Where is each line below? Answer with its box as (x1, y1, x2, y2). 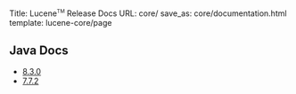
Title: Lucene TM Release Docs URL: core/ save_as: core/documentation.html (9, 8, 287, 19)
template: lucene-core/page (9, 17, 112, 27)
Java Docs (9, 43, 69, 59)
